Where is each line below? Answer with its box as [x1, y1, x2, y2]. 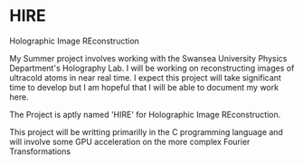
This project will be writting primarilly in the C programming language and [9, 126, 283, 137]
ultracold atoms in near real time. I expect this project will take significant [9, 72, 282, 82]
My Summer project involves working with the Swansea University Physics [9, 53, 288, 63]
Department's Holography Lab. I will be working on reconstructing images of [9, 63, 295, 73]
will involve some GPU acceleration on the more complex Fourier [9, 136, 251, 147]
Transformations [9, 146, 71, 157]
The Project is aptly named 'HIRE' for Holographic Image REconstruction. [9, 109, 281, 120]
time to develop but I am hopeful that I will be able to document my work [9, 82, 279, 92]
